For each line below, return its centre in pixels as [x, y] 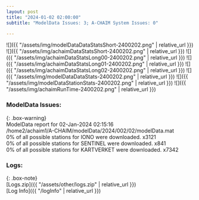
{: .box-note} [22, 178]
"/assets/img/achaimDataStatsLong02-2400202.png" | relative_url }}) [99, 70]
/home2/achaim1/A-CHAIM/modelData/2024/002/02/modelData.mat [90, 130]
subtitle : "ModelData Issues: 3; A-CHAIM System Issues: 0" [83, 23]
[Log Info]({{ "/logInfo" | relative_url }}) [54, 190]
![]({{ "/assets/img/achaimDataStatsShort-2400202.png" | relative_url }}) [95, 51]
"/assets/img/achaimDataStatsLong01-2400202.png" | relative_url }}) [99, 64]
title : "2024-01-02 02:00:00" [44, 17]
